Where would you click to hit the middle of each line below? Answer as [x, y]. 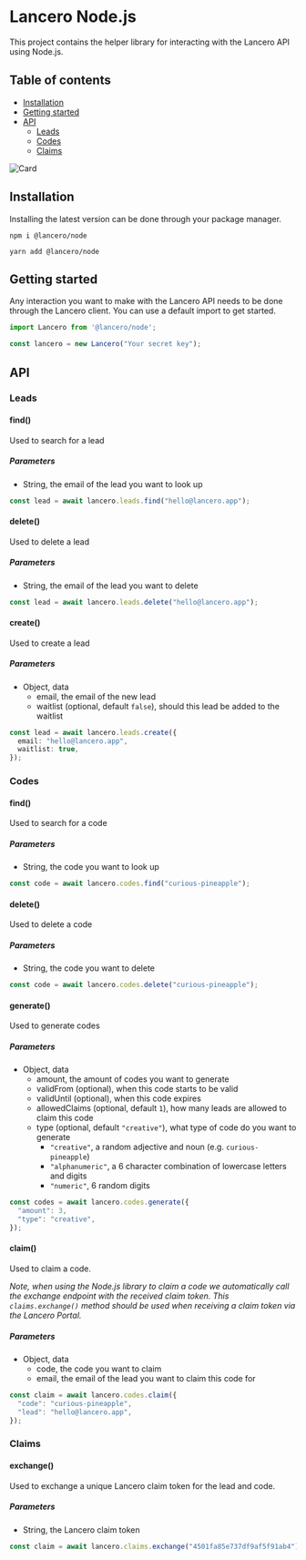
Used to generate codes [55, 1025]
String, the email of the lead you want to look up [112, 484]
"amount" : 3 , [42, 1211]
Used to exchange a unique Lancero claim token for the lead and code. [143, 1485]
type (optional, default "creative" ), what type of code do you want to [166, 1127]
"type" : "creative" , [56, 1219]
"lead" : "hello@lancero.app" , [75, 1412]
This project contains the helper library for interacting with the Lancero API [149, 42]
